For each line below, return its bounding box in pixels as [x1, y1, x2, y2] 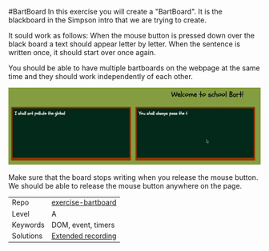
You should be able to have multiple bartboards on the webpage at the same [8, 63, 260, 73]
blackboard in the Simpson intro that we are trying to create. [8, 15, 207, 25]
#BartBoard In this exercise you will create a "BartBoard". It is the [8, 7, 223, 16]
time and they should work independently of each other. [8, 72, 194, 81]
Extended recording [51, 231, 117, 241]
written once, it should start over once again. [8, 48, 156, 57]
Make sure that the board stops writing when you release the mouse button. [8, 172, 259, 182]
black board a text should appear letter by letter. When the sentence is [8, 39, 241, 49]
